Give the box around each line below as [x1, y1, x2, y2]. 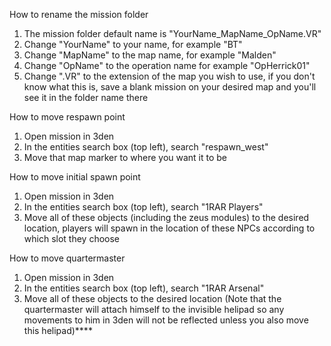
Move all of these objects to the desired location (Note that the [23, 293, 282, 304]
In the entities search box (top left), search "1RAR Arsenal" [23, 282, 265, 294]
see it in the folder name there [23, 92, 149, 103]
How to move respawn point [9, 111, 126, 123]
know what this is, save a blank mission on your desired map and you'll [23, 81, 317, 93]
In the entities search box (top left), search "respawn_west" [23, 141, 269, 153]
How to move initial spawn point [9, 171, 141, 183]
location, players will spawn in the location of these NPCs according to [23, 222, 316, 234]
